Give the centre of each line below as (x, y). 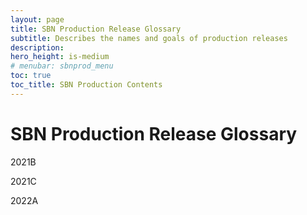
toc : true (31, 76)
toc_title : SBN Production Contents (86, 85)
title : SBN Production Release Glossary (96, 29)
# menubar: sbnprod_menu (62, 66)
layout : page (37, 19)
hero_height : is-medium (60, 57)
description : (37, 47)
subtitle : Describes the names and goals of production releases (149, 38)
